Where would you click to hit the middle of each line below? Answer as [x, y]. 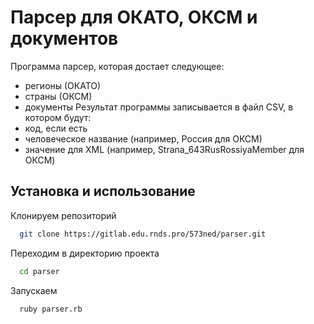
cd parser [39, 271]
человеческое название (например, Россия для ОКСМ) [143, 138]
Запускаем [34, 290]
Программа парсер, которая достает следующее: [117, 66]
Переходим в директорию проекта [85, 253]
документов [64, 38]
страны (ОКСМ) [58, 96]
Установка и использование [103, 191]
